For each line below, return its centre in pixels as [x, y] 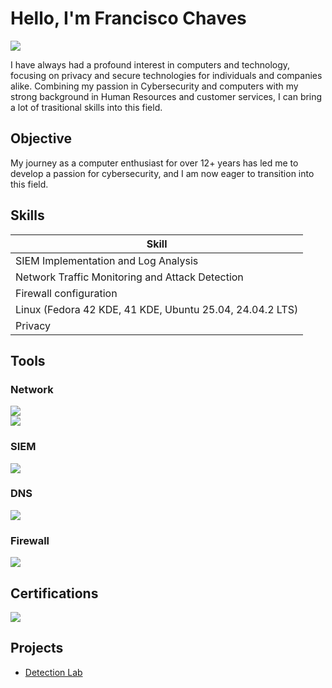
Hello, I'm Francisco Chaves [128, 18]
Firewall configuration [66, 293]
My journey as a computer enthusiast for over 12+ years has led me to [154, 163]
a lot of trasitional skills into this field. [86, 107]
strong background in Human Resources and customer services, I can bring [166, 96]
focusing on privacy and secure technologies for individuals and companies [166, 75]
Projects [37, 648]
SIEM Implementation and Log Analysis [107, 260]
